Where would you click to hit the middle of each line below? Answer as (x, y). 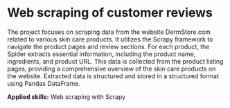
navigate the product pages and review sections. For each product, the (108, 46)
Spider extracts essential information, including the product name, (101, 54)
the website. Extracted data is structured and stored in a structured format (113, 76)
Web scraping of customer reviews (110, 13)
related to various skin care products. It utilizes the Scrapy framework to (110, 39)
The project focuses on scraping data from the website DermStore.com (109, 32)
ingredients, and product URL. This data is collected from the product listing (115, 61)
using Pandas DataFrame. (44, 83)
